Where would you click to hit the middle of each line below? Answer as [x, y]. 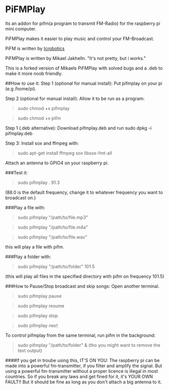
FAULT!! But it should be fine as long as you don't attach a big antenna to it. [83, 382]
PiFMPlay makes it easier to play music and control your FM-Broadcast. [80, 39]
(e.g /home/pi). [21, 88]
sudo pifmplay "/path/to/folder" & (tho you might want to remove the [89, 345]
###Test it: [16, 172]
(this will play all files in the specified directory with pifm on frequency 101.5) [85, 276]
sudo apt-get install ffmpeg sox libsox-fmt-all [65, 153]
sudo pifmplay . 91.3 [38, 182]
